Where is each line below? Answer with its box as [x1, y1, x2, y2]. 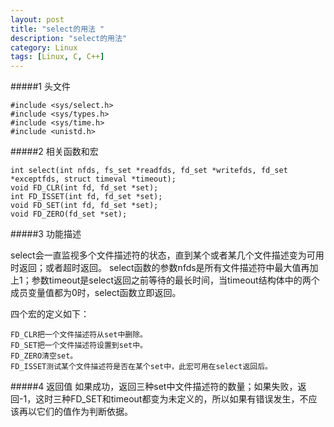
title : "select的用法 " [10, 24, 105, 34]
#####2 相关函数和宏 [10, 146, 99, 158]
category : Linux [10, 42, 78, 53]
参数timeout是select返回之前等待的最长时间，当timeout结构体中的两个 [31, 274, 320, 286]
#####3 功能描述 [10, 228, 82, 240]
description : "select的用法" [10, 33, 128, 43]
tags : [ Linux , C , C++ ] [10, 52, 105, 62]
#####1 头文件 [10, 81, 71, 93]
